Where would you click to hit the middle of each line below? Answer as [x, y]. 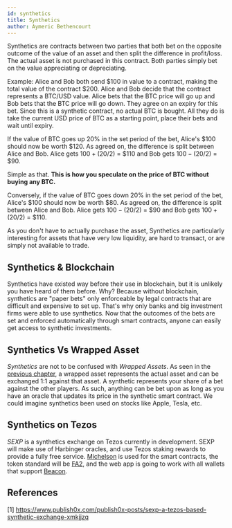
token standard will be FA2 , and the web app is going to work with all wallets [116, 464]
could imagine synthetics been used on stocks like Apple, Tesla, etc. [105, 403]
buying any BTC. [32, 182]
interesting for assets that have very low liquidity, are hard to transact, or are [116, 238]
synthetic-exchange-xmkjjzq [48, 517]
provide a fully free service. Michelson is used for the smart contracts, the [113, 456]
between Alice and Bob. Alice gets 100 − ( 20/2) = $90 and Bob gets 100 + [113, 210]
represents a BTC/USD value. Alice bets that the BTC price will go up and [111, 96]
